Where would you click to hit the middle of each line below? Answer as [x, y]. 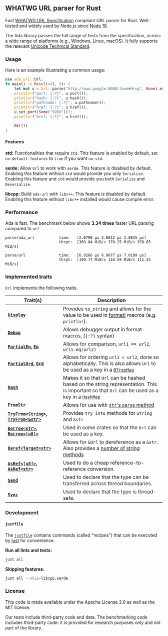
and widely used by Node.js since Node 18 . [64, 26]
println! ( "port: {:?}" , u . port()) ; [51, 93]
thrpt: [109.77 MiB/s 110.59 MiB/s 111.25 [105, 260]
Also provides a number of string [101, 448]
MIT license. [18, 607]
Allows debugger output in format [102, 329]
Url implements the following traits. [41, 288]
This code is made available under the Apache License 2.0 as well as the [80, 602]
